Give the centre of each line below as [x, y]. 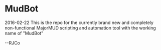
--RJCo [13, 42]
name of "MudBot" [24, 33]
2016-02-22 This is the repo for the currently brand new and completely [79, 22]
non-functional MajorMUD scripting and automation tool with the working [80, 27]
